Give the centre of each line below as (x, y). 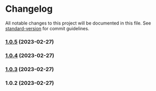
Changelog (29, 9)
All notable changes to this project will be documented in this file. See (78, 23)
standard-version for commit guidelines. (47, 28)
